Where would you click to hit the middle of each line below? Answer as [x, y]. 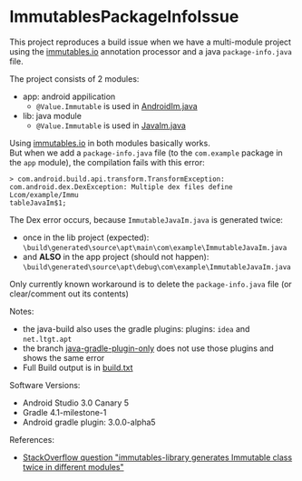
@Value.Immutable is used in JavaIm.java [111, 125]
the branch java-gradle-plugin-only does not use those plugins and [148, 348]
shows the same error [63, 357]
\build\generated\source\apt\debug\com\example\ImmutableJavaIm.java [157, 267]
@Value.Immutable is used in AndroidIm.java [117, 105]
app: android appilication [69, 96]
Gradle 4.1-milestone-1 [64, 412]
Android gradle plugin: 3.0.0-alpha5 [89, 422]
